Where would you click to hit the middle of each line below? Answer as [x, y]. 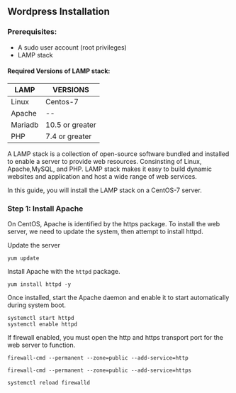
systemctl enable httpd [43, 325]
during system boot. [36, 305]
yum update [23, 258]
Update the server [34, 245]
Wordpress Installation [58, 12]
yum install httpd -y [39, 284]
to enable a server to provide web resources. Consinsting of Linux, [105, 161]
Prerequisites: [32, 32]
